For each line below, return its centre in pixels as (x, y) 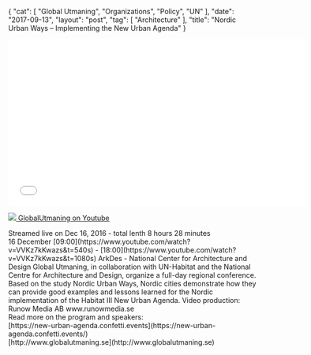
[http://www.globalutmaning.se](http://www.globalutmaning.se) (111, 342)
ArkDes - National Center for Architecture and (172, 258)
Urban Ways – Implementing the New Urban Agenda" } (97, 28)
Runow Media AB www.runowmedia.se (71, 308)
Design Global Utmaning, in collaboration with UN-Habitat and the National (129, 267)
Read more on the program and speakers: (76, 317)
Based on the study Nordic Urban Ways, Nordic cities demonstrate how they (132, 284)
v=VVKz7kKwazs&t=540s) (51, 250)
